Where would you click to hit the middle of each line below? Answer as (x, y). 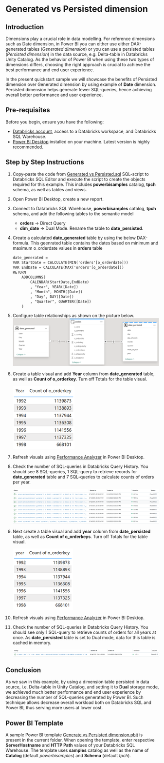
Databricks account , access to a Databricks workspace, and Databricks (84, 131)
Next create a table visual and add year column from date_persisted (82, 531)
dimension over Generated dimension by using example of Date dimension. (81, 84)
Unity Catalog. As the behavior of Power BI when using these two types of (80, 59)
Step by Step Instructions (45, 162)
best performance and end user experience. (50, 70)
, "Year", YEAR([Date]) (54, 287)
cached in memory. (32, 643)
